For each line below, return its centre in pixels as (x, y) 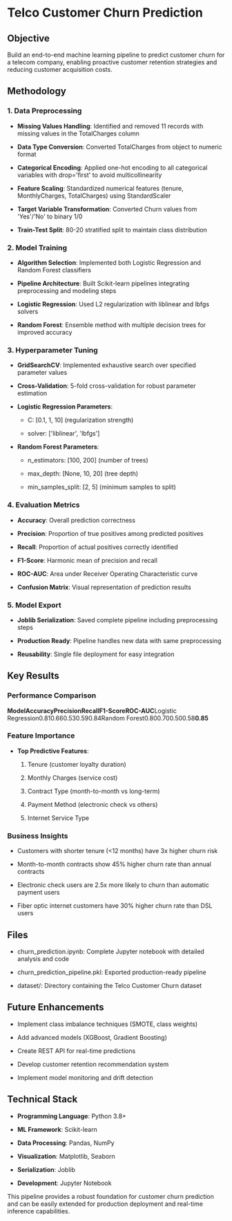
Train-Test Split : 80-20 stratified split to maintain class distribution (112, 230)
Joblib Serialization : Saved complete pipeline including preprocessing (117, 619)
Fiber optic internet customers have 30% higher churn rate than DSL (115, 906)
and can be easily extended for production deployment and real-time (105, 1204)
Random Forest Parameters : (58, 447)
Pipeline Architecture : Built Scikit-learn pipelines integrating (103, 283)
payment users (38, 893)
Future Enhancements (56, 1007)
